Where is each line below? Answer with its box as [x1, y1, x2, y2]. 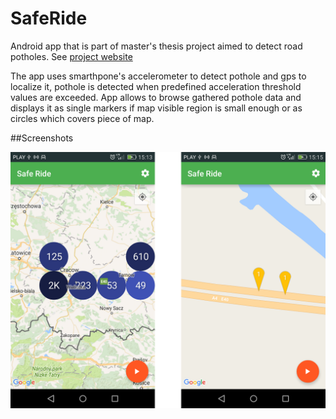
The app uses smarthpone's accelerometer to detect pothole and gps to [10, 70, 307, 82]
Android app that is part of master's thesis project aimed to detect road [10, 40, 303, 52]
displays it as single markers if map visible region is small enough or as [10, 102, 303, 114]
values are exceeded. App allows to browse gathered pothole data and [10, 91, 302, 103]
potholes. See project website [10, 50, 133, 62]
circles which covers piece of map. [10, 112, 155, 124]
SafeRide [10, 7, 88, 30]
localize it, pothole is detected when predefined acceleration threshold [10, 80, 302, 92]
